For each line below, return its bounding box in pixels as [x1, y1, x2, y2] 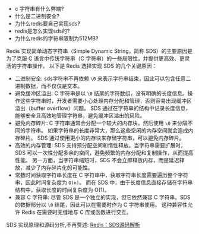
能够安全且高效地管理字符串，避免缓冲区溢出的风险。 [14, 112, 146, 119]
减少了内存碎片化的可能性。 [25, 164, 93, 171]
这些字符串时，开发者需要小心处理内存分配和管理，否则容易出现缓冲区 [20, 97, 192, 104]
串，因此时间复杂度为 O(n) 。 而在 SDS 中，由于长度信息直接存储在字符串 [14, 179, 193, 186]
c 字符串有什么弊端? [14, 5, 64, 12]
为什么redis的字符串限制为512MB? [14, 35, 99, 42]
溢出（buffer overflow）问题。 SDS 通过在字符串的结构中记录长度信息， [14, 105, 191, 112]
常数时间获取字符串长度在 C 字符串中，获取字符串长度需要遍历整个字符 [14, 172, 188, 178]
